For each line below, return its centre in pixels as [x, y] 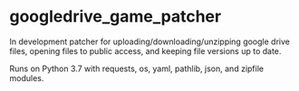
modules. [27, 77]
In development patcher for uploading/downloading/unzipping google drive [149, 41]
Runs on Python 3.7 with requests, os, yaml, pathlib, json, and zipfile [137, 68]
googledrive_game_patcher [116, 17]
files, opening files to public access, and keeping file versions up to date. [145, 50]
